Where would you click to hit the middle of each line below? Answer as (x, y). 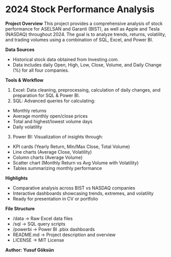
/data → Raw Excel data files (43, 218)
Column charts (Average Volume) (47, 157)
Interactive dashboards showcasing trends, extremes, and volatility (83, 193)
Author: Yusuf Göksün (30, 250)
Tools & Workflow (25, 80)
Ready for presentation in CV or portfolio (55, 198)
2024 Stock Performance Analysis (80, 9)
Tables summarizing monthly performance (57, 168)
